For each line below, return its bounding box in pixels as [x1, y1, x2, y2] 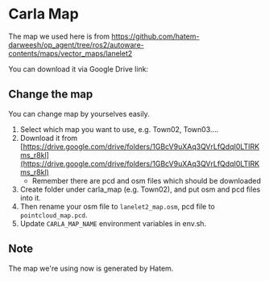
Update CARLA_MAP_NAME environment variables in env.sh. [19, 218, 207, 228]
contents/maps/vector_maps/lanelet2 [8, 48, 133, 58]
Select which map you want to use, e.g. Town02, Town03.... [19, 124, 219, 134]
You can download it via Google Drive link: [8, 64, 149, 73]
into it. [19, 192, 42, 202]
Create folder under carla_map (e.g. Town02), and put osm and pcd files [19, 184, 261, 194]
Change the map [8, 88, 93, 101]
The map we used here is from [8, 31, 110, 41]
